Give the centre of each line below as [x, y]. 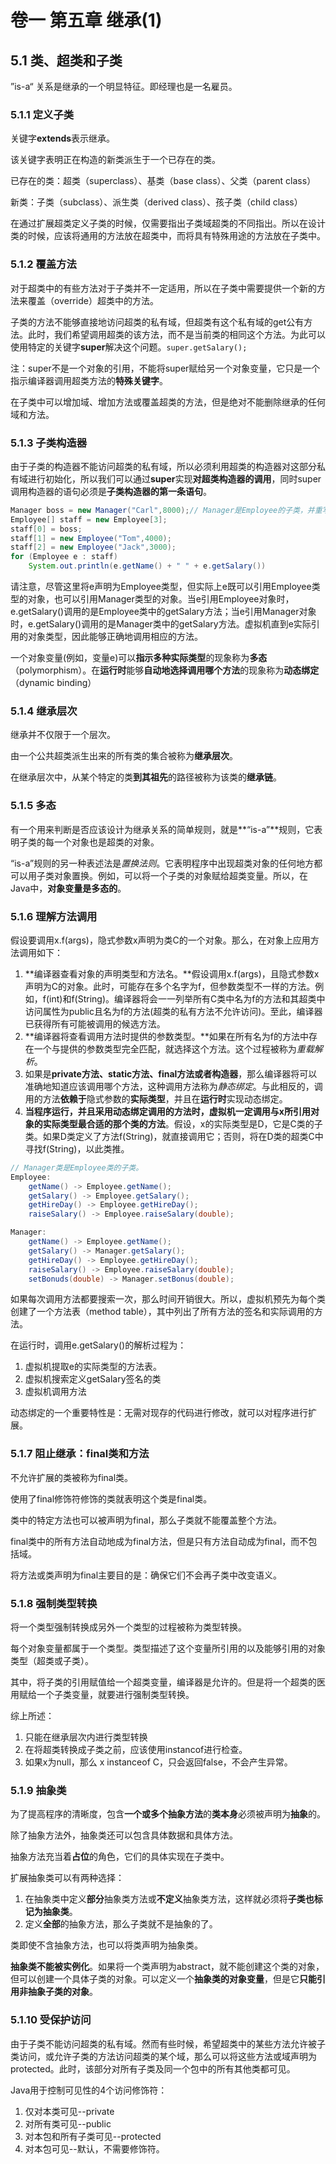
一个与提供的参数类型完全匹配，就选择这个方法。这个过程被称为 [165, 1048]
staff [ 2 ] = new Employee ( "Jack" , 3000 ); [93, 547]
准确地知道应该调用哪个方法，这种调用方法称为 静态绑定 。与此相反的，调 [173, 1086]
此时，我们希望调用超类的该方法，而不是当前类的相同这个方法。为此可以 [176, 334]
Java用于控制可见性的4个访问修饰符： [89, 2090]
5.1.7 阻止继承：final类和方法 [80, 1454]
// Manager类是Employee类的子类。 [77, 1167]
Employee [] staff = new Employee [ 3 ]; [89, 519]
